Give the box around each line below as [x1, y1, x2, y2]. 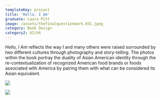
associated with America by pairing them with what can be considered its [5, 65, 156, 71]
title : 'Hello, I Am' [5, 12, 50, 17]
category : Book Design [5, 26, 52, 31]
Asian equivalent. [5, 71, 41, 76]
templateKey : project [5, 7, 50, 12]
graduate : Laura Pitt [5, 16, 50, 21]
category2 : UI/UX [5, 30, 41, 35]
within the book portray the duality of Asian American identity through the [5, 55, 156, 60]
